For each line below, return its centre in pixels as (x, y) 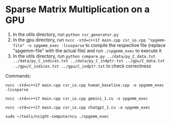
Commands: (18, 76)
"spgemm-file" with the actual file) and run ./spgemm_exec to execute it (87, 51)
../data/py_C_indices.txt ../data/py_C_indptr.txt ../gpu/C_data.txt (89, 61)
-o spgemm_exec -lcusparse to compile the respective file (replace (96, 45)
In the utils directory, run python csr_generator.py (66, 34)
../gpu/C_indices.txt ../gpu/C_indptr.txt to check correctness (82, 66)
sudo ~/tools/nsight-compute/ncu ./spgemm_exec (57, 116)
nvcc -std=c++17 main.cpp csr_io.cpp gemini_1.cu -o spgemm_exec (77, 98)
